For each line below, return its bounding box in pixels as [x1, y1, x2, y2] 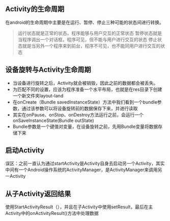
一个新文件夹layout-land [12, 92, 64, 99]
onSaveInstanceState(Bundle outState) [12, 117, 94, 123]
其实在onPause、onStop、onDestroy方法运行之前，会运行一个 [12, 111, 144, 118]
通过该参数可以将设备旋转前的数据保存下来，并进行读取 [21, 105, 138, 111]
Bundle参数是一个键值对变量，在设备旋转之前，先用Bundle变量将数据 [12, 123, 158, 130]
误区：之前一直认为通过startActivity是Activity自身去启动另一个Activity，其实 [5, 161, 165, 167]
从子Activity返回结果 [5, 190, 71, 198]
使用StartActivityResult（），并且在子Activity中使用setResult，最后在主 [5, 204, 153, 210]
